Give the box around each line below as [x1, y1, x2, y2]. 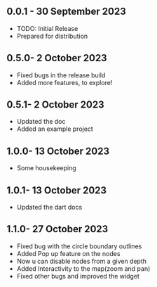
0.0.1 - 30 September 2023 [6, 6, 127, 18]
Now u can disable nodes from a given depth [16, 257, 147, 265]
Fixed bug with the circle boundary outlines [16, 242, 142, 250]
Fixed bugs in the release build [16, 70, 106, 79]
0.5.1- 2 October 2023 [6, 98, 104, 111]
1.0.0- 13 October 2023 [6, 145, 110, 157]
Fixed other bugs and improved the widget [16, 272, 139, 280]
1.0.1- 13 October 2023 [6, 184, 107, 196]
